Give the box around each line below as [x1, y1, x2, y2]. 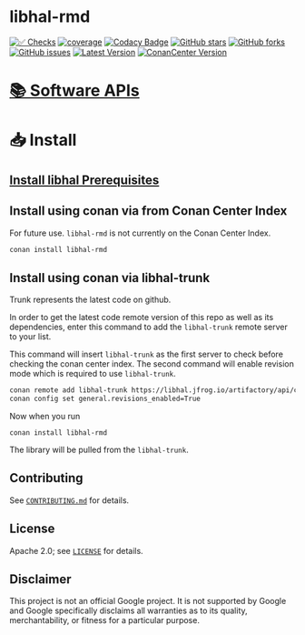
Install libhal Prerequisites [9, 172, 160, 187]
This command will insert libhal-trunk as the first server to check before [9, 348, 284, 360]
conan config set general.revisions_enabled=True [9, 394, 202, 404]
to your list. [9, 331, 52, 342]
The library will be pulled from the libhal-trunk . [9, 444, 189, 455]
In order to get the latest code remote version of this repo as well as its [9, 312, 274, 323]
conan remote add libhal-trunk [9, 386, 128, 395]
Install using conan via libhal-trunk [9, 270, 211, 286]
